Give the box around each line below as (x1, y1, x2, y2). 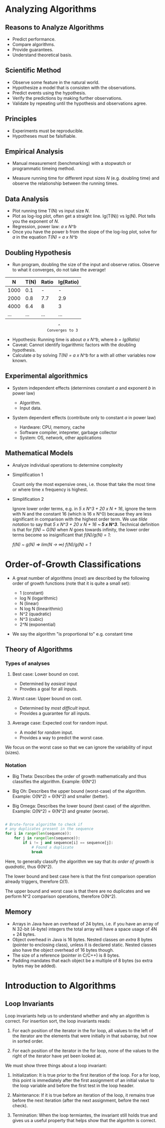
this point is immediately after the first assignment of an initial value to (12, 1077, 155, 1083)
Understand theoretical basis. (12, 52, 72, 58)
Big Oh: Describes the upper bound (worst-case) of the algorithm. (12, 788, 146, 794)
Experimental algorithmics (5, 372, 88, 380)
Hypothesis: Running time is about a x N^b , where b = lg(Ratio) (12, 337, 140, 343)
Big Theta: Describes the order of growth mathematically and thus (12, 773, 147, 779)
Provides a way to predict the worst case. (19, 735, 104, 741)
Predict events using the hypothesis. (12, 90, 87, 96)
